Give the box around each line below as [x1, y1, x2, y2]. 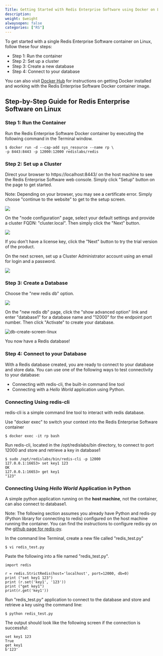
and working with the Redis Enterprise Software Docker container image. [5, 83, 151, 89]
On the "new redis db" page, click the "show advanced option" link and [5, 309, 147, 315]
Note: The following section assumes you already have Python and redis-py [5, 511, 157, 517]
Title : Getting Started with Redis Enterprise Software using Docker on [5, 7, 155, 12]
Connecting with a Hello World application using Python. [12, 386, 125, 392]
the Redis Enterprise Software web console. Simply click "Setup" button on [5, 177, 155, 183]
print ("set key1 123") [5, 575, 53, 581]
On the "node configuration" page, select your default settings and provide [5, 215, 155, 221]
